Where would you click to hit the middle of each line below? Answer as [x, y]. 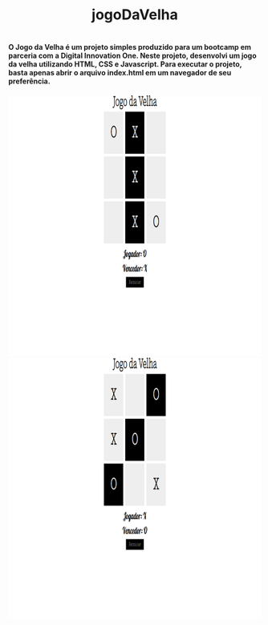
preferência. [29, 81]
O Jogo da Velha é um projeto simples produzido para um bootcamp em [130, 47]
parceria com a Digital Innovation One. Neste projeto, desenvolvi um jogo [132, 56]
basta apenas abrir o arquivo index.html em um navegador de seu [120, 73]
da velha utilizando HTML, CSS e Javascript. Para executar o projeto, [125, 64]
